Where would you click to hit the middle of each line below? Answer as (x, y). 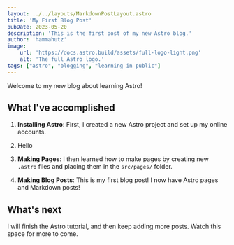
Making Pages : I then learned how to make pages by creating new (113, 159)
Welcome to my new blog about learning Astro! (75, 85)
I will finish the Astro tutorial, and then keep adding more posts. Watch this (114, 226)
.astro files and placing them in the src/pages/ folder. (95, 167)
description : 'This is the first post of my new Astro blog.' (100, 33)
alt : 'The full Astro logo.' (62, 59)
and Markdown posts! (49, 188)
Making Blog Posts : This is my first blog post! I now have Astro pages (118, 180)
